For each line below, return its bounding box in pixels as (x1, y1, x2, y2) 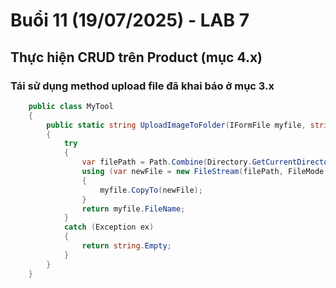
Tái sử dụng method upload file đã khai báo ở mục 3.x (10, 79, 275, 93)
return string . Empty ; (81, 241, 172, 251)
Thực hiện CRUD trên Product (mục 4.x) (10, 49, 263, 66)
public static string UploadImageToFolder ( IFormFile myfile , (46, 120, 307, 130)
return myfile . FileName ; (81, 204, 186, 214)
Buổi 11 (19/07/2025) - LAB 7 (10, 9, 250, 32)
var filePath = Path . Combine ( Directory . (81, 157, 253, 168)
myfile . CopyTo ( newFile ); (99, 185, 203, 195)
